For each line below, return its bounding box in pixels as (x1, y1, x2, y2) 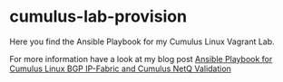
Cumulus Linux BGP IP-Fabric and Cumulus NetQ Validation (9, 63, 231, 74)
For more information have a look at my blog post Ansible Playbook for (9, 53, 273, 64)
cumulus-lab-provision (9, 6, 188, 27)
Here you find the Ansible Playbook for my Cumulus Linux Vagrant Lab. (9, 36, 275, 47)
